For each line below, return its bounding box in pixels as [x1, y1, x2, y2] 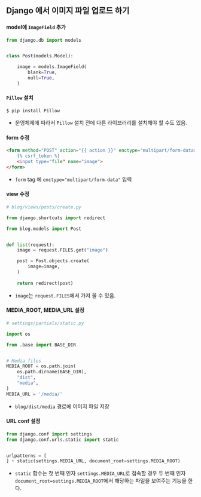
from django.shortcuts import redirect [6, 214, 106, 221]
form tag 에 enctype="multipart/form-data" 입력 [14, 176, 132, 183]
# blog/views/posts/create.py [6, 204, 82, 210]
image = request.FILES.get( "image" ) [17, 247, 109, 253]
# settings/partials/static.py [6, 320, 84, 326]
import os [6, 331, 31, 337]
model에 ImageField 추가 [6, 23, 66, 30]
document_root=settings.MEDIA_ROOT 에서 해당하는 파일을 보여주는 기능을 [14, 477, 187, 484]
